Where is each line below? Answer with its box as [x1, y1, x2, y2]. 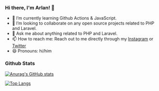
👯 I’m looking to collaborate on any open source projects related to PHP [12, 20, 155, 26]
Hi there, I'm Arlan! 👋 [5, 4, 55, 11]
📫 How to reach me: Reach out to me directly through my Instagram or [12, 36, 154, 42]
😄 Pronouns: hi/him [12, 48, 52, 54]
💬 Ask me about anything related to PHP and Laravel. [12, 31, 117, 37]
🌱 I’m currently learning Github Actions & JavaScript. [12, 15, 117, 21]
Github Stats [5, 60, 35, 67]
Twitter [12, 43, 27, 49]
